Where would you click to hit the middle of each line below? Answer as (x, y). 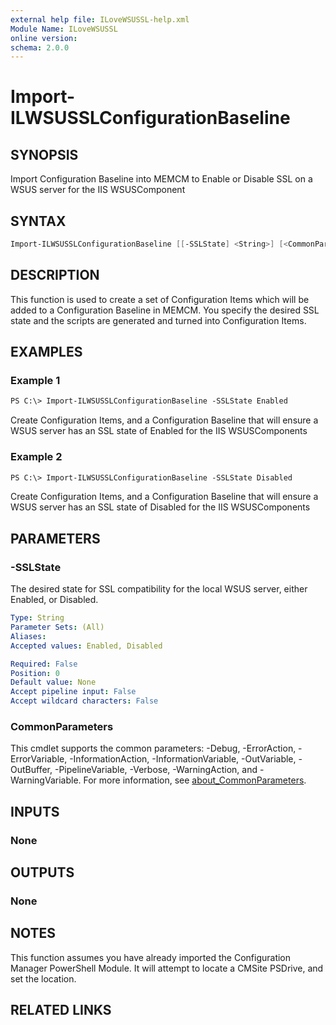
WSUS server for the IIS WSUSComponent (98, 190)
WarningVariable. (46, 780)
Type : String (37, 618)
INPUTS (35, 811)
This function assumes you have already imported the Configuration (151, 957)
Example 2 (36, 457)
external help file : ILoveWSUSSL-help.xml (100, 19)
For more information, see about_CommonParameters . (195, 780)
